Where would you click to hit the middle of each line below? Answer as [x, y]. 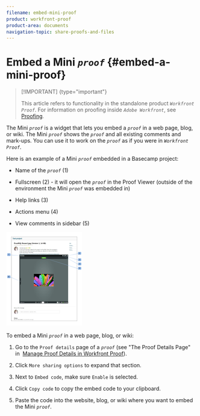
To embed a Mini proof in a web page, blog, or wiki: [70, 336]
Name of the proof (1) [42, 170]
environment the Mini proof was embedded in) [73, 188]
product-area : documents [37, 25]
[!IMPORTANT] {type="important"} [64, 92]
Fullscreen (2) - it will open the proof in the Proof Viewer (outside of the [104, 182]
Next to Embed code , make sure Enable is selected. [77, 377]
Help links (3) [32, 200]
